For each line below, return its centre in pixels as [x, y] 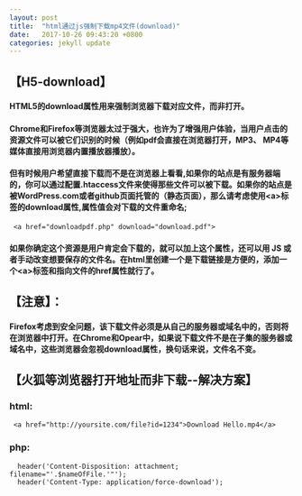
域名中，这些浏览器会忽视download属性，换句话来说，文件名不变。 [135, 349]
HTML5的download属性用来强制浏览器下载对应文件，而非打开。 [129, 106]
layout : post [34, 18]
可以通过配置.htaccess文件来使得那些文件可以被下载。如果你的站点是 [163, 185]
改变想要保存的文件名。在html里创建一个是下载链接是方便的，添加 [156, 259]
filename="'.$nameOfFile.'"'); [68, 474]
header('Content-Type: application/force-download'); [120, 482]
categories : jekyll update [60, 43]
